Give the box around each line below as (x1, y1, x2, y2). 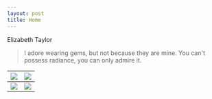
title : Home (7, 16, 41, 23)
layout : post (7, 10, 45, 17)
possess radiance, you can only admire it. (23, 56, 142, 64)
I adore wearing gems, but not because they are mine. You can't (23, 49, 206, 57)
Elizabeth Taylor (7, 35, 53, 43)
